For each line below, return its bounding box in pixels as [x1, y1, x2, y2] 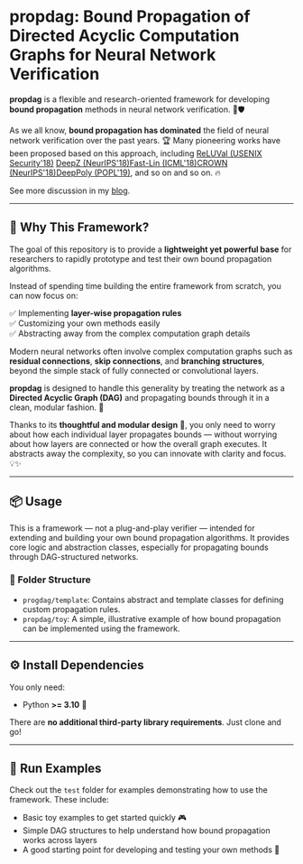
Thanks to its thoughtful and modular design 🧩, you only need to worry [9, 419, 276, 430]
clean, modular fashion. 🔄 [9, 402, 105, 413]
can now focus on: [9, 290, 78, 301]
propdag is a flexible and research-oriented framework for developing [9, 93, 271, 105]
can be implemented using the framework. [22, 623, 180, 634]
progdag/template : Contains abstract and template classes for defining [22, 594, 284, 605]
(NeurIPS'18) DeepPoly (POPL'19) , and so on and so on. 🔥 [9, 167, 221, 178]
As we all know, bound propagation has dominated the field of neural [9, 125, 269, 135]
